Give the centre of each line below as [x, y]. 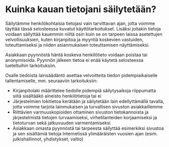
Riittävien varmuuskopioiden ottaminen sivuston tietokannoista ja [80, 112]
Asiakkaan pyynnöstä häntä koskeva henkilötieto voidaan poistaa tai [76, 55]
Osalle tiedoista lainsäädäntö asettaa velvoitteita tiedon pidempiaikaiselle [81, 75]
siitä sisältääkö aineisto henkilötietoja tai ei [57, 96]
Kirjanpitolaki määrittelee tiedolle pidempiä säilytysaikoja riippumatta [84, 90]
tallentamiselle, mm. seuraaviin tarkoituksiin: [52, 81]
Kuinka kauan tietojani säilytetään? [81, 9]
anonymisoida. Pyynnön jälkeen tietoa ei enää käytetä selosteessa [74, 60]
